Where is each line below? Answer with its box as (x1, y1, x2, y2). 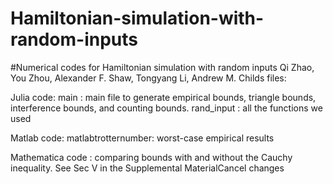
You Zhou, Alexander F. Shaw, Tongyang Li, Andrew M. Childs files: (10, 72, 287, 84)
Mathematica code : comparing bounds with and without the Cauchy (10, 151, 293, 163)
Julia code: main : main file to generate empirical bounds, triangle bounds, (10, 91, 317, 103)
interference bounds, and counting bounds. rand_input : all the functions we (10, 102, 323, 114)
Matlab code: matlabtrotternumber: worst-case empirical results (10, 132, 275, 144)
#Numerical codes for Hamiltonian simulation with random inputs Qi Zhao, (10, 61, 315, 73)
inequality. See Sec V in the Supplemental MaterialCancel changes (10, 162, 285, 174)
